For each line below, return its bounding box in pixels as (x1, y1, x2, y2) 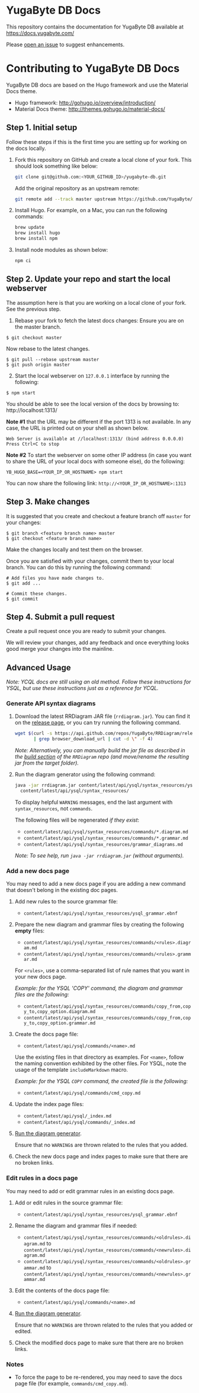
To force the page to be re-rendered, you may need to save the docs (14, 1373, 182, 1381)
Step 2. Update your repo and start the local (6, 274, 171, 285)
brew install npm (14, 235, 58, 242)
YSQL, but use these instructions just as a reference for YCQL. (6, 685, 159, 692)
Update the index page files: (14, 1101, 84, 1108)
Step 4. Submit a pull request (6, 612, 115, 622)
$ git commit (6, 596, 38, 602)
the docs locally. (6, 145, 46, 152)
